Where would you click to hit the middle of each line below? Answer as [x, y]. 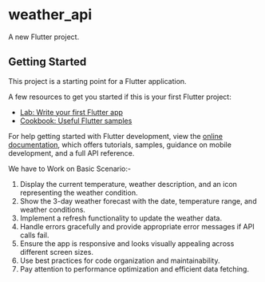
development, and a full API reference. [71, 153]
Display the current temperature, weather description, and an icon [129, 184]
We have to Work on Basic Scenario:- [70, 169]
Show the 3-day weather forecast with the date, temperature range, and [138, 201]
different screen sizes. [57, 252]
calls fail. [34, 235]
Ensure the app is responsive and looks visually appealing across [127, 243]
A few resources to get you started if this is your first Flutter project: [120, 97]
